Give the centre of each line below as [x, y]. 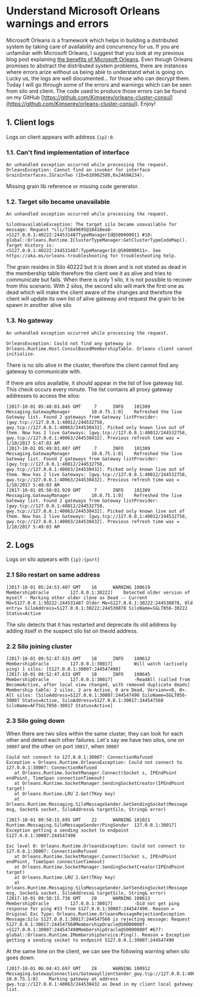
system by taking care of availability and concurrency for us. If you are [93, 47]
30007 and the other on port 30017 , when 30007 [63, 746]
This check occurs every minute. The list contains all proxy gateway [89, 389]
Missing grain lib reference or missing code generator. [73, 186]
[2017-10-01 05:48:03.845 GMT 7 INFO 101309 [78, 407]
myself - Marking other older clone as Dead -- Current [77, 598]
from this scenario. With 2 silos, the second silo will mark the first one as [95, 286]
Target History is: [30, 246]
